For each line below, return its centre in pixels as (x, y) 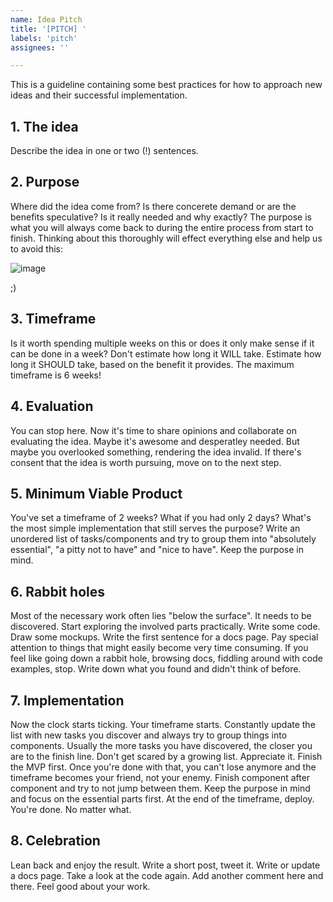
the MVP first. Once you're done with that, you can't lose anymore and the (163, 767)
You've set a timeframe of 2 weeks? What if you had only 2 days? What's (161, 518)
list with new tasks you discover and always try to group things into (149, 735)
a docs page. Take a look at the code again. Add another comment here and (167, 875)
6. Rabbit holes (57, 591)
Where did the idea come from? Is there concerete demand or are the (153, 206)
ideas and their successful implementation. (99, 95)
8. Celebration (55, 841)
